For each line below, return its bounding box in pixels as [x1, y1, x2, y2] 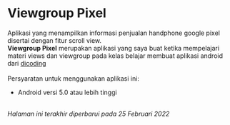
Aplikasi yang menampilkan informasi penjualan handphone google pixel [7, 29, 220, 37]
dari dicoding [7, 59, 46, 67]
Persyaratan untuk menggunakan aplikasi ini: [7, 74, 139, 83]
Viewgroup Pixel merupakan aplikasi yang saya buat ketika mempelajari [7, 44, 220, 52]
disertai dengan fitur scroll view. [7, 36, 102, 44]
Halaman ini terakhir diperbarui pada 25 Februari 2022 [7, 109, 170, 118]
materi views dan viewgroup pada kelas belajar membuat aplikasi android [7, 51, 224, 60]
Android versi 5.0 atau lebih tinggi [17, 88, 117, 96]
